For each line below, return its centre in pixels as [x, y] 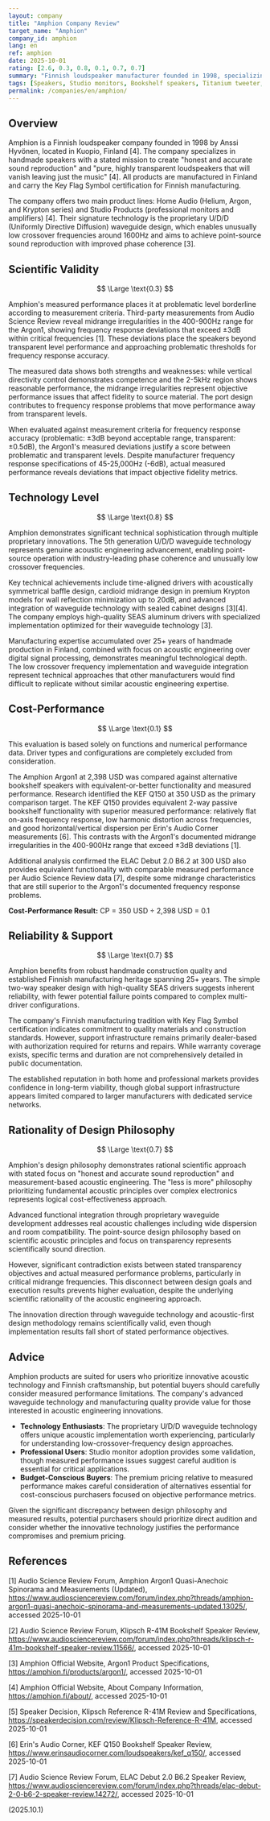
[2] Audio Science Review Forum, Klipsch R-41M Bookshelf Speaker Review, [134, 1630]
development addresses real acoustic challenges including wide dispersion [133, 1223]
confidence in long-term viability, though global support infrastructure [124, 1087]
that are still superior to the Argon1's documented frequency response [125, 886]
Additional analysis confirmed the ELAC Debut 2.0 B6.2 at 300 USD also [127, 861]
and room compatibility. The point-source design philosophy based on [125, 1232]
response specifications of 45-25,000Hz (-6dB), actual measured [117, 464]
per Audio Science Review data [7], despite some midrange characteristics [132, 878]
